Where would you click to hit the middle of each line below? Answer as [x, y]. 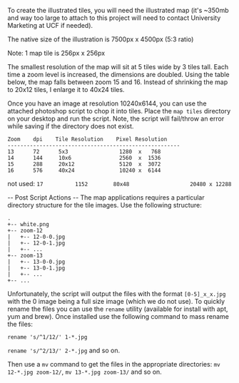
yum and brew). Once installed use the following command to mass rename [118, 316]
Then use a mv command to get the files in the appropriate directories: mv [114, 364]
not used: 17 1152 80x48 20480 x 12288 [119, 184]
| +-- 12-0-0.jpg [36, 237]
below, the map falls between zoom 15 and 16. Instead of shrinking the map [118, 82]
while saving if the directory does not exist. [71, 126]
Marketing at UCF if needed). [50, 25]
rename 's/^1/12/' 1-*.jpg [47, 337]
